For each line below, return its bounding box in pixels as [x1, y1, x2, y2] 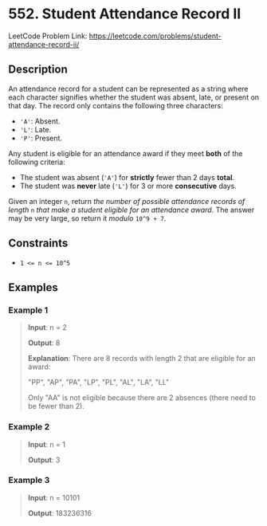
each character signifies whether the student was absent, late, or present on [8, 92, 260, 102]
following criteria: [8, 157, 65, 167]
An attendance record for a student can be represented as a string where [8, 84, 249, 93]
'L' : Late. [19, 124, 52, 134]
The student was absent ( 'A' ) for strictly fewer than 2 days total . [19, 172, 235, 182]
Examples [8, 281, 58, 294]
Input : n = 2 [27, 323, 68, 332]
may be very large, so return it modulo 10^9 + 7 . [8, 213, 167, 223]
